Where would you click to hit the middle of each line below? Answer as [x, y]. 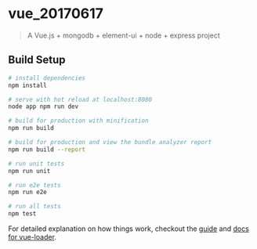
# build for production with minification [78, 121]
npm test [22, 214]
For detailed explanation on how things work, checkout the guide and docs [128, 229]
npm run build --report [47, 150]
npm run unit [29, 171]
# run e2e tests [34, 185]
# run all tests [34, 207]
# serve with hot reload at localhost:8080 [80, 99]
